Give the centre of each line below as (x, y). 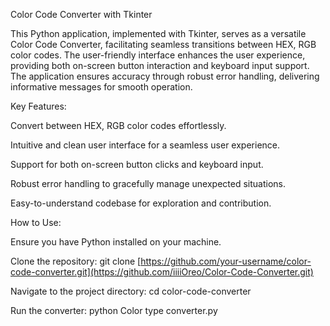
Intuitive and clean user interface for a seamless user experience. (145, 145)
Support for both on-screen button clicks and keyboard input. (137, 164)
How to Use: (36, 222)
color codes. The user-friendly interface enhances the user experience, (158, 55)
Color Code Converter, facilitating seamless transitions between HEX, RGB (163, 44)
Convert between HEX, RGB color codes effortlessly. (118, 125)
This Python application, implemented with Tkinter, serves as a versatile (158, 33)
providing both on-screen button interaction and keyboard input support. (160, 65)
